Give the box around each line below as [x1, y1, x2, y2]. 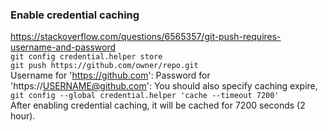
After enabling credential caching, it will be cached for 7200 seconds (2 [10, 99, 306, 112]
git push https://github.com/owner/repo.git [10, 61, 199, 71]
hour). [10, 110, 36, 122]
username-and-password [10, 41, 117, 53]
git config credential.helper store [10, 52, 163, 62]
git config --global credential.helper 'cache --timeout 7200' [10, 91, 280, 101]
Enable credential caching [10, 8, 140, 22]
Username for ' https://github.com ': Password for [10, 69, 211, 82]
